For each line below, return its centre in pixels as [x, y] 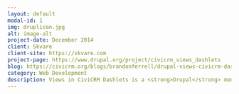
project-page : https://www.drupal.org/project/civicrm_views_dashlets [114, 60]
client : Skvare [30, 47]
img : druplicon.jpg [36, 27]
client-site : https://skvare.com [57, 54]
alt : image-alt [30, 34]
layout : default [31, 14]
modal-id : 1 [25, 20]
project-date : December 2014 [51, 40]
